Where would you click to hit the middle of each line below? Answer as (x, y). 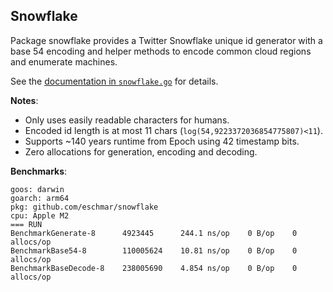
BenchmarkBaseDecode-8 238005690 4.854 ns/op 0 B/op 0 (154, 268)
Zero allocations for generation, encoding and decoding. (141, 151)
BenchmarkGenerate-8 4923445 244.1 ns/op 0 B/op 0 (154, 233)
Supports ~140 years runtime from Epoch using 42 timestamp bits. (162, 141)
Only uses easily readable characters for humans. (127, 120)
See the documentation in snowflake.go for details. (114, 81)
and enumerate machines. (64, 61)
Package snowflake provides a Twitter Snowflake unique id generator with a (166, 40)
